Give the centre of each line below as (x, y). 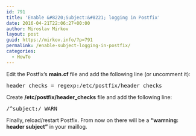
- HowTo (21, 57)
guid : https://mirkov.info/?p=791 (50, 40)
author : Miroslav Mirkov (37, 29)
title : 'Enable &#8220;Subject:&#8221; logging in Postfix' (84, 18)
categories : (21, 51)
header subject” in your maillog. (47, 126)
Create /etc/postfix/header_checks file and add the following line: (89, 97)
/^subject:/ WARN (32, 108)
